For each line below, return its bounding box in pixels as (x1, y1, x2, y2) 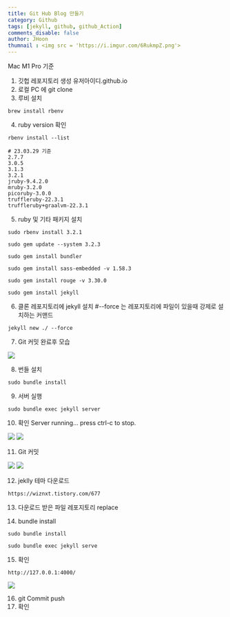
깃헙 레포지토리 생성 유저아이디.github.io (17, 77, 128, 85)
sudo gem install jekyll (8, 289, 79, 296)
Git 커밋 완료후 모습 (17, 337, 71, 346)
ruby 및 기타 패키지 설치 (17, 215, 83, 223)
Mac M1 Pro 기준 (8, 62, 54, 70)
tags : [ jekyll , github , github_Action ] (8, 23, 123, 30)
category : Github (8, 17, 58, 23)
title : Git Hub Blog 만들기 (8, 10, 85, 17)
